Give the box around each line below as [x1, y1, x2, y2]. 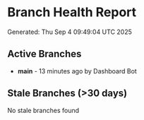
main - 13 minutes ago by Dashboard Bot [17, 66, 138, 75]
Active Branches [7, 48, 82, 60]
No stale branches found [7, 106, 80, 114]
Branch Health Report [7, 4, 137, 20]
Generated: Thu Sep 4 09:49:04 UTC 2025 [7, 28, 133, 36]
